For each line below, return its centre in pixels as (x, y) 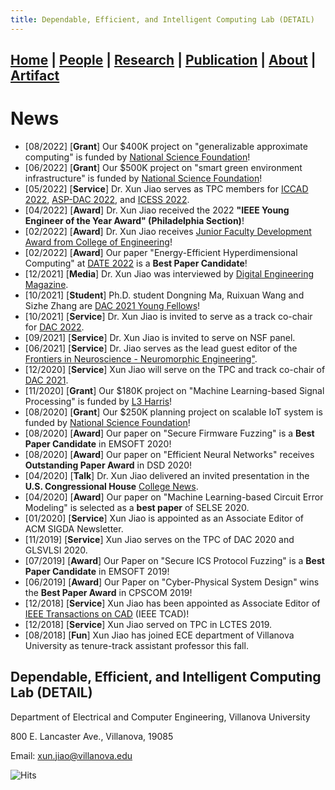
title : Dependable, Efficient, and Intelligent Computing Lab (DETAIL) (162, 19)
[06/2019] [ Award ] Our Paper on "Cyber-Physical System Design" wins (172, 582)
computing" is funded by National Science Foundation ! (137, 157)
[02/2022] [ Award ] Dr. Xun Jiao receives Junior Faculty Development (168, 231)
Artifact (35, 76)
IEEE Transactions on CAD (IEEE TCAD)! (107, 613)
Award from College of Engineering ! (98, 242)
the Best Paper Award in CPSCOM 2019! (108, 592)
